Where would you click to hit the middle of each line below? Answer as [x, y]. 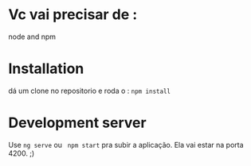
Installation [46, 69]
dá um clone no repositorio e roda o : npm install [90, 91]
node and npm [32, 37]
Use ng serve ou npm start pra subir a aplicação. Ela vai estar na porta [126, 145]
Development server [77, 123]
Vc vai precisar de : [73, 15]
